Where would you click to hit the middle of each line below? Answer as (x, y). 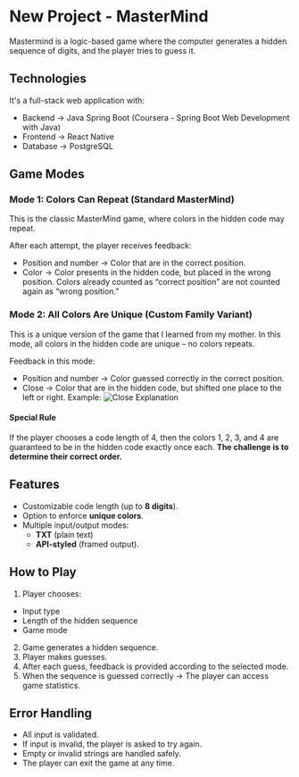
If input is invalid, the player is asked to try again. (112, 744)
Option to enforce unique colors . (83, 515)
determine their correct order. (66, 456)
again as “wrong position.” (71, 291)
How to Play (43, 572)
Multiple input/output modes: (75, 525)
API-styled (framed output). (87, 544)
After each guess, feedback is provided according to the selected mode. (155, 666)
